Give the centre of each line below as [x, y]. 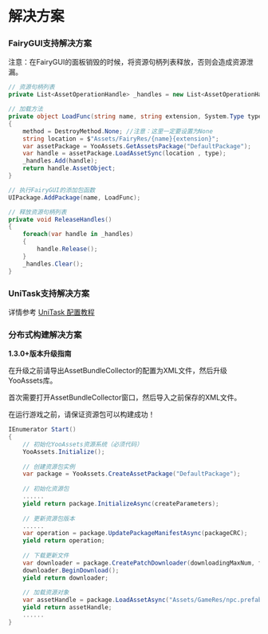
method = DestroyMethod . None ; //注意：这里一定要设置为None [118, 131]
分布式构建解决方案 [45, 334]
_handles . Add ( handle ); [60, 161]
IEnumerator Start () [43, 430]
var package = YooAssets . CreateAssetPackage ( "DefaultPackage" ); [132, 474]
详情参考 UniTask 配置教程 [51, 312]
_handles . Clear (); [53, 264]
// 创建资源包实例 [49, 467]
